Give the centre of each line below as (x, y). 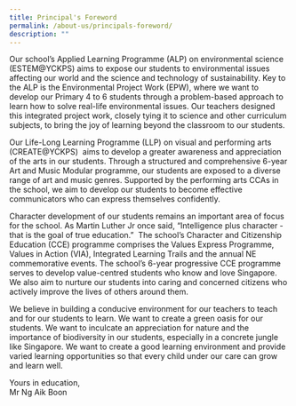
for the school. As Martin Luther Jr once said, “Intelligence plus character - (147, 226)
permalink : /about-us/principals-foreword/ (91, 26)
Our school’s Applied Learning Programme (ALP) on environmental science (147, 60)
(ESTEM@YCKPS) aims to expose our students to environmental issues (140, 68)
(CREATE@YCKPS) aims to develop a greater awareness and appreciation (145, 152)
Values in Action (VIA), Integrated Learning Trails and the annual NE (133, 254)
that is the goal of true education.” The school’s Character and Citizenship (146, 235)
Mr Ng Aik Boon (38, 393)
